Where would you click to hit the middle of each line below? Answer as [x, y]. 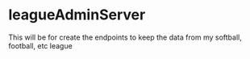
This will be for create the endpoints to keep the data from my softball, [125, 37]
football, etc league [40, 45]
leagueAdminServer [77, 15]
